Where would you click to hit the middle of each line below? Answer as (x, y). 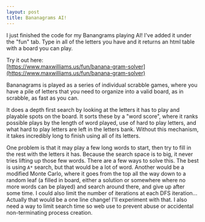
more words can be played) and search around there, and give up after (95, 187)
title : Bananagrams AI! (37, 18)
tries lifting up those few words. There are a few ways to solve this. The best (102, 160)
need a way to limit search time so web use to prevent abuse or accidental (100, 206)
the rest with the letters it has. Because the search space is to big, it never (100, 154)
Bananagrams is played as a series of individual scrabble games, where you (102, 85)
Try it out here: (25, 60)
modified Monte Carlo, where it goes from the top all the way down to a (96, 173)
